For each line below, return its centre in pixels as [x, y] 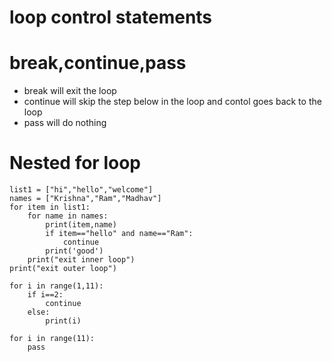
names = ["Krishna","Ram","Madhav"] [85, 199]
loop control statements [111, 17]
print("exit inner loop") [81, 260]
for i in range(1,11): [56, 286]
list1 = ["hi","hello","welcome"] [81, 190]
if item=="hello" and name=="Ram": [119, 234]
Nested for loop [75, 163]
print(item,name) [81, 225]
